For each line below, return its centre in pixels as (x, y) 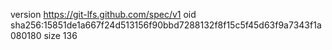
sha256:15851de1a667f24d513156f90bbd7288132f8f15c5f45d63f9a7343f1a (166, 25)
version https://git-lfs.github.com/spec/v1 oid (103, 14)
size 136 (60, 35)
